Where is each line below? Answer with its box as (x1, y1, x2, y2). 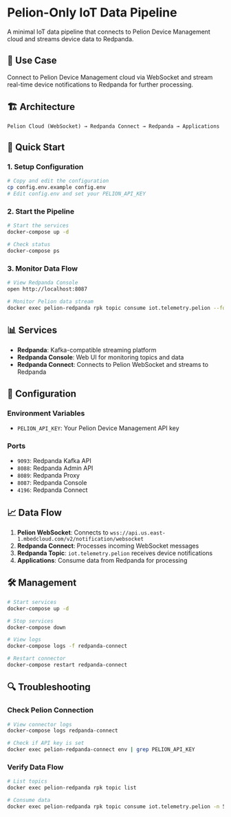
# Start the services (7, 222, 69, 230)
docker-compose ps (7, 247, 60, 254)
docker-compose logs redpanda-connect (7, 727, 118, 735)
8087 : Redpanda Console (16, 479, 87, 487)
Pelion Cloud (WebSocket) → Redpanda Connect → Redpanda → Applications (7, 122, 220, 130)
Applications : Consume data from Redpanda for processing (16, 557, 188, 565)
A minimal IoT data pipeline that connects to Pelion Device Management (7, 27, 211, 36)
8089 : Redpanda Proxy (16, 471, 80, 480)
